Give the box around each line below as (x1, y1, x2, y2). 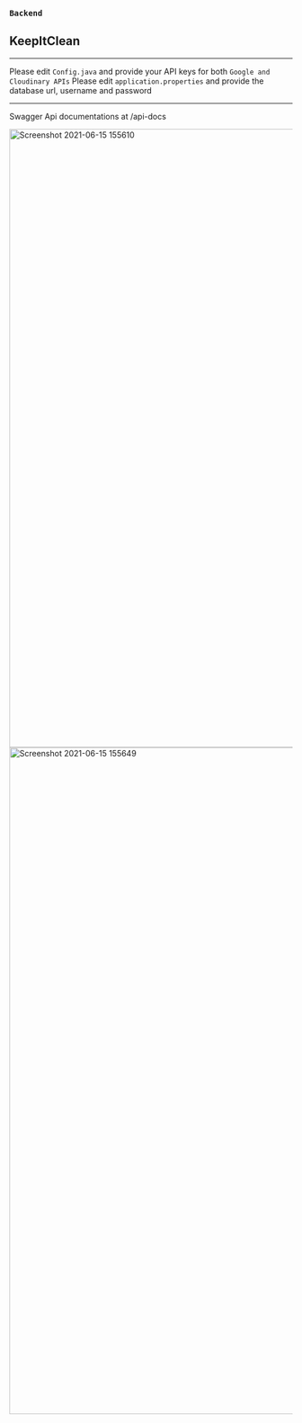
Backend (9, 8, 43, 18)
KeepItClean (9, 33, 81, 49)
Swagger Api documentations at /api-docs (9, 111, 166, 121)
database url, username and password (9, 85, 153, 95)
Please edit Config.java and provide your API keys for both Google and (9, 66, 271, 76)
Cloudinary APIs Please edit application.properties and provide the (9, 76, 264, 86)
